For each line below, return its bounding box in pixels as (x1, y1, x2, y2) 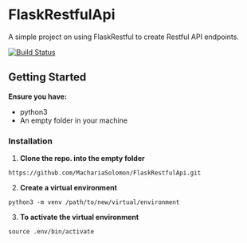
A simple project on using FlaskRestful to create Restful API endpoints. (8, 32, 239, 41)
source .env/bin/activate (8, 228, 94, 236)
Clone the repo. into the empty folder (19, 154, 145, 163)
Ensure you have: (8, 92, 68, 101)
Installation (8, 135, 53, 147)
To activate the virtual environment (19, 213, 139, 222)
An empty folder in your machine (19, 116, 128, 125)
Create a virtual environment (19, 183, 118, 193)
